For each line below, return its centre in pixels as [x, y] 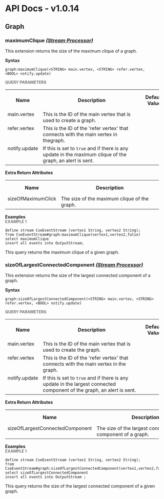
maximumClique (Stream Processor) [49, 40]
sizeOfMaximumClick [32, 199]
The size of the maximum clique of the [105, 199]
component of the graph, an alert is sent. [89, 390]
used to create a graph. [69, 120]
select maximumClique [27, 239]
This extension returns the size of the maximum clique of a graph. [71, 51]
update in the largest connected [79, 384]
